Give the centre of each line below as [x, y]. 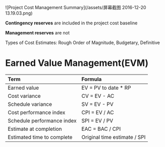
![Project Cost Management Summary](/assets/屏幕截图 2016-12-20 [76, 7]
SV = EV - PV [97, 104]
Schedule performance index [42, 121]
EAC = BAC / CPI [101, 129]
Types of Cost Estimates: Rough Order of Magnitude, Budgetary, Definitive [83, 43]
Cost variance [24, 96]
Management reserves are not [37, 33]
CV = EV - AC [98, 96]
